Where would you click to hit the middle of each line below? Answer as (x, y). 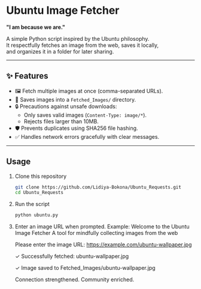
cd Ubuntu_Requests (39, 193)
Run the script (32, 204)
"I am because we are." (36, 27)
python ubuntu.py (36, 215)
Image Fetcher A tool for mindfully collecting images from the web (96, 233)
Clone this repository (41, 176)
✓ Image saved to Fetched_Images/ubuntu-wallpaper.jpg (85, 268)
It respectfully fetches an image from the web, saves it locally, (83, 45)
